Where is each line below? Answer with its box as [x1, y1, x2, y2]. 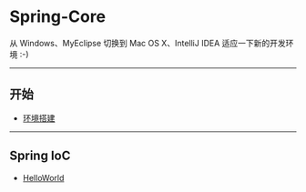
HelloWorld [22, 172, 65, 183]
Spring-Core [9, 6, 107, 27]
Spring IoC [9, 148, 71, 164]
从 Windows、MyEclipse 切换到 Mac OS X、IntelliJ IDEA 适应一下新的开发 [9, 37, 287, 48]
